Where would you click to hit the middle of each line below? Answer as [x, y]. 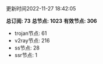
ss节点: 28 [27, 48]
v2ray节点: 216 [32, 40]
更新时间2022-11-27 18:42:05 [41, 8]
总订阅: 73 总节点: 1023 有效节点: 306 [51, 21]
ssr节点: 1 [26, 55]
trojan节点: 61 [31, 33]
